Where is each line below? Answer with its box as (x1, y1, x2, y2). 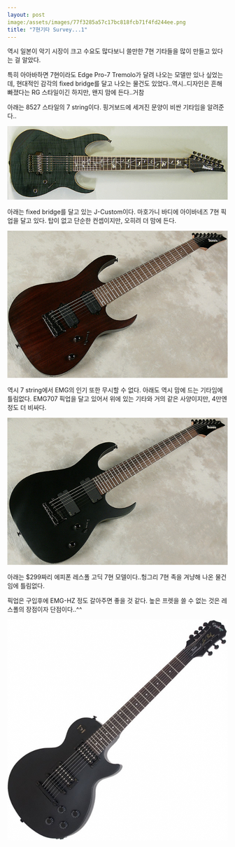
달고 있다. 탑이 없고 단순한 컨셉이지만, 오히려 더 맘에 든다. (20, 216, 177, 225)
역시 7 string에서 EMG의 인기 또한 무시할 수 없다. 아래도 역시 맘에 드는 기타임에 (7, 386, 223, 394)
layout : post (7, 11, 45, 18)
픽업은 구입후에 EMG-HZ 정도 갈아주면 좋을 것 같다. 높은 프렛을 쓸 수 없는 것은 (7, 596, 220, 605)
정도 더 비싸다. (7, 404, 47, 412)
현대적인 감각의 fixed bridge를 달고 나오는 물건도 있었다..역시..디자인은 (16, 79, 210, 88)
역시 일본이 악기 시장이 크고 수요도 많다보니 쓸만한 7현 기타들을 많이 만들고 (7, 47, 211, 55)
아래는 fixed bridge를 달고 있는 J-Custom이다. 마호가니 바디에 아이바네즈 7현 (7, 207, 220, 216)
